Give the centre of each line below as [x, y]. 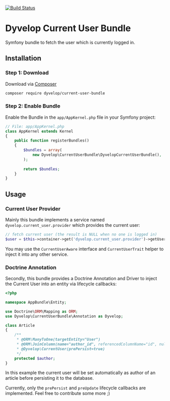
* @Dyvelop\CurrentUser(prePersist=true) [61, 349]
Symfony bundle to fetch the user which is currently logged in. [70, 42]
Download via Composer [31, 84]
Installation [23, 58]
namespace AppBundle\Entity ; [36, 302]
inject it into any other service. [37, 254]
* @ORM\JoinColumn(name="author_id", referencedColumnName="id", [87, 344]
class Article [20, 325]
